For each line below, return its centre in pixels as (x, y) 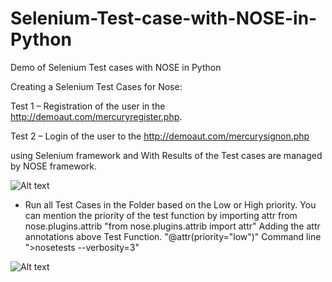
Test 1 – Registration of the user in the (88, 106)
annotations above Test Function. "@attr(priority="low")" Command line (173, 236)
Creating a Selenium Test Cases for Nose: (96, 86)
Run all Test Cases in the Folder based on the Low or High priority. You (170, 204)
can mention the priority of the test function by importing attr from (161, 215)
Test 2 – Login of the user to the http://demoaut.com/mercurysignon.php (160, 136)
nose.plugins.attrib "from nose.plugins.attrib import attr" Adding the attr (172, 226)
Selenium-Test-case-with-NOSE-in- (164, 18)
